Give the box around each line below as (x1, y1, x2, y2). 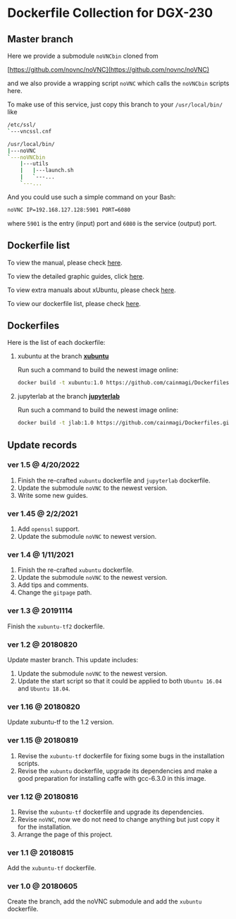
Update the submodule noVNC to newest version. (17, 532, 157, 541)
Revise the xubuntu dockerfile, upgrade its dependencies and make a (17, 767, 218, 775)
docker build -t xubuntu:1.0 (17, 379, 104, 387)
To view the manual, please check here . (7, 258, 123, 267)
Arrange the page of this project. (17, 830, 113, 839)
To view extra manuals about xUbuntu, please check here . (7, 286, 176, 294)
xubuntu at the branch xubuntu (17, 352, 109, 360)
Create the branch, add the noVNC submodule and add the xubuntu (7, 897, 202, 906)
